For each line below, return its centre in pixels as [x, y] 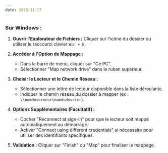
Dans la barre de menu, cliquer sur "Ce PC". [66, 63]
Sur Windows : [23, 27]
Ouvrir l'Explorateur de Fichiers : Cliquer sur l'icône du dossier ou [82, 39]
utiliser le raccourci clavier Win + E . [49, 44]
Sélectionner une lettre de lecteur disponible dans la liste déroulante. [91, 89]
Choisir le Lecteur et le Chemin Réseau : [55, 79]
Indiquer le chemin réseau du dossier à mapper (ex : [74, 94]
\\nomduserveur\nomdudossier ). [52, 99]
